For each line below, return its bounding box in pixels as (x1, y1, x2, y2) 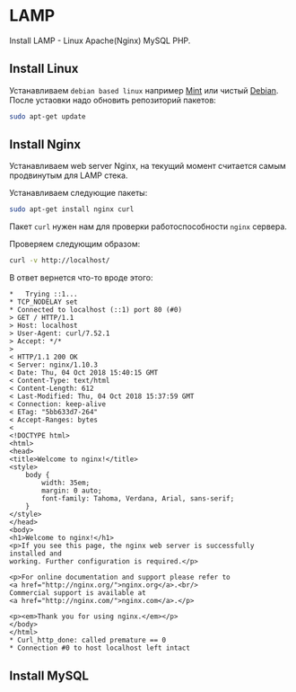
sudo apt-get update (9, 111, 87, 121)
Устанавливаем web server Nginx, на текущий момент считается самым (9, 161, 286, 172)
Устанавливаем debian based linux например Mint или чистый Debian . (9, 84, 279, 95)
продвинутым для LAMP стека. (9, 170, 128, 181)
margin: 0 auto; (41, 486, 102, 495)
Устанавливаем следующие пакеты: (9, 188, 148, 199)
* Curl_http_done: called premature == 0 (9, 635, 167, 645)
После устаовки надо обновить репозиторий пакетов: (9, 94, 217, 105)
